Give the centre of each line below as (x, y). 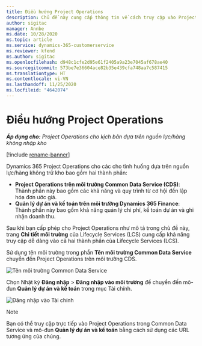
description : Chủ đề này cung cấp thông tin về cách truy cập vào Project (102, 17)
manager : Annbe (25, 29)
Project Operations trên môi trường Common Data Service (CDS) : (97, 184)
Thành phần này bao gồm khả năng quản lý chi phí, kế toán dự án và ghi (104, 210)
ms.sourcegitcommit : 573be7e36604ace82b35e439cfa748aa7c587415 (87, 68)
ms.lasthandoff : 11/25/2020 (41, 85)
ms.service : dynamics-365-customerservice (60, 46)
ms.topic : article (29, 40)
